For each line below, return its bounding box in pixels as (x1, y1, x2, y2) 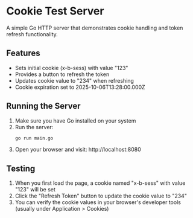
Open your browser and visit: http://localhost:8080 (14, 146, 142, 153)
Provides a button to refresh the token (14, 71, 110, 78)
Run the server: (14, 123, 54, 130)
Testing (6, 163, 36, 173)
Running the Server (6, 101, 81, 111)
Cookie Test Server (6, 4, 104, 18)
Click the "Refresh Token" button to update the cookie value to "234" (14, 192, 187, 200)
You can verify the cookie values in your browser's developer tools (14, 199, 181, 206)
